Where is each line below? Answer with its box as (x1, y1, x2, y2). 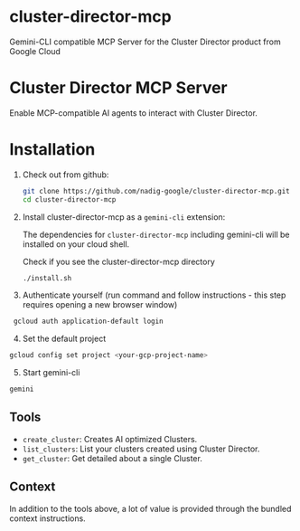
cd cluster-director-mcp (22, 194, 117, 204)
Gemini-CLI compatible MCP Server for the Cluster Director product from (9, 36, 282, 47)
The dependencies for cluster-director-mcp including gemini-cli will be (22, 229, 290, 240)
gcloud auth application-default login (13, 317, 164, 327)
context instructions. (9, 513, 86, 524)
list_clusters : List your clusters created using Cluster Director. (22, 443, 260, 454)
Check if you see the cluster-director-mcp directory (22, 256, 215, 267)
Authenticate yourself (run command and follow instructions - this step (22, 289, 286, 300)
